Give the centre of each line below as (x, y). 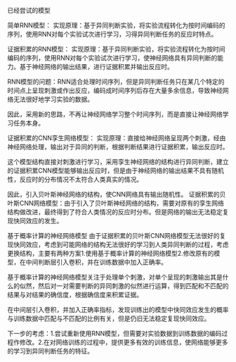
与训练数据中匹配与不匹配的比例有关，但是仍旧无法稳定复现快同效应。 (109, 318)
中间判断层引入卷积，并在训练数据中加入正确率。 (96, 262)
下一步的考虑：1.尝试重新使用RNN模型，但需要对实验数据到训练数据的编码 (114, 333)
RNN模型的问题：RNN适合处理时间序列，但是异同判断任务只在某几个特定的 (116, 82)
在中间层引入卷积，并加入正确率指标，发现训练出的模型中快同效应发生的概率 (118, 310)
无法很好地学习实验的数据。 (53, 99)
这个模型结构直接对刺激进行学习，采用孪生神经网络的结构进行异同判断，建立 (118, 162)
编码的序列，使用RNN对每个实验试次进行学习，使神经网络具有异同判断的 (112, 58)
